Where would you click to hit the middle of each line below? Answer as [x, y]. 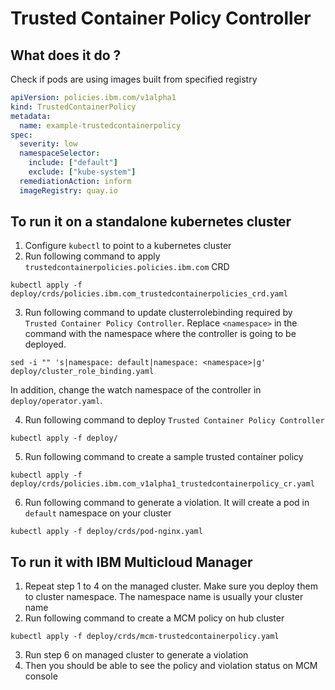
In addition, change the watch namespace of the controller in [136, 390]
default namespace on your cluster [98, 513]
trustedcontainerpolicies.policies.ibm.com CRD [127, 267]
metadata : [31, 116]
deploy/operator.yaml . [56, 401]
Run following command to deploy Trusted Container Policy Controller [174, 420]
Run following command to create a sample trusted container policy [164, 457]
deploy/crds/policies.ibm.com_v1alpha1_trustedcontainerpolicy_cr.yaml [162, 484]
